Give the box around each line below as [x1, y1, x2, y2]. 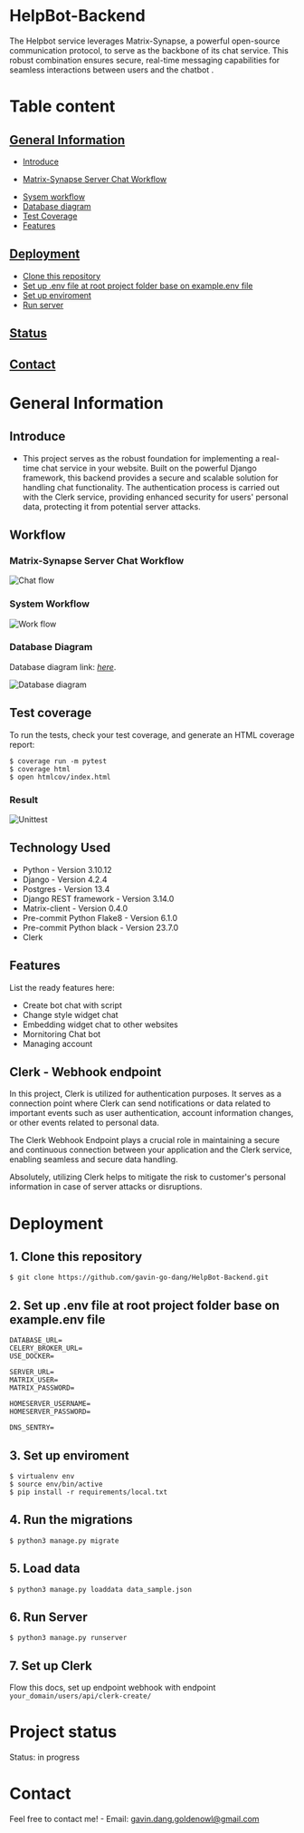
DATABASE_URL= [9, 1336, 63, 1345]
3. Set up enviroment [9, 1448, 129, 1463]
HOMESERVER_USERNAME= [9, 1400, 91, 1409]
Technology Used [9, 840, 111, 856]
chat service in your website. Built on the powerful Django [41, 462, 258, 473]
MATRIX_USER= [9, 1375, 59, 1385]
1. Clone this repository [9, 1248, 143, 1265]
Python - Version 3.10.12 [22, 864, 112, 875]
